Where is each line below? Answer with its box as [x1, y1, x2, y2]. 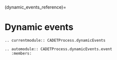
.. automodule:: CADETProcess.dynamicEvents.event [4, 47, 112, 52]
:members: [11, 51, 32, 56]
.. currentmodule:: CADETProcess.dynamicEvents [4, 38, 106, 43]
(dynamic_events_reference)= [4, 4, 66, 10]
